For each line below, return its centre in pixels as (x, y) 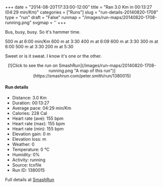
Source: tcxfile (27, 165)
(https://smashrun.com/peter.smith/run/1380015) (82, 76)
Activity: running (29, 160)
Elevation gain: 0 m (31, 134)
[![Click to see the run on (33, 65)
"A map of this (88, 71)
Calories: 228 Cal (30, 113)
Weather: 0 (23, 144)
